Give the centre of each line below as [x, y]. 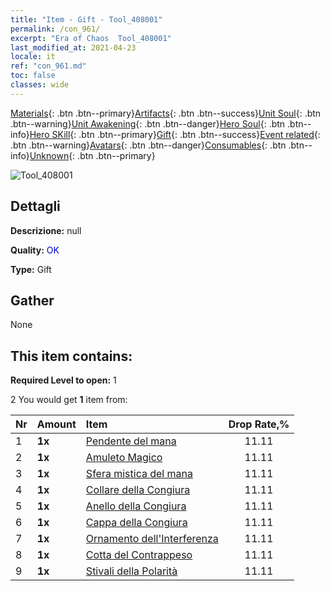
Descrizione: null [46, 230]
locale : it [33, 57]
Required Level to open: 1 [63, 380]
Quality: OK [35, 250]
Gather [32, 300]
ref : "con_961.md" [48, 66]
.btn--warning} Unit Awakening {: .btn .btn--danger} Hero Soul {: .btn [148, 123]
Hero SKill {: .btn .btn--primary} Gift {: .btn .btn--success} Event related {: [175, 134]
